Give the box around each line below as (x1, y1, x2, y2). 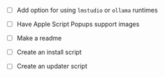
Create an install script (16, 48, 82, 57)
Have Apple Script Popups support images (16, 20, 140, 29)
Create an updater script (16, 62, 88, 71)
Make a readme (16, 34, 62, 43)
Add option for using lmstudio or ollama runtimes (16, 6, 158, 14)
